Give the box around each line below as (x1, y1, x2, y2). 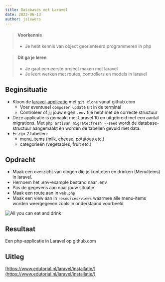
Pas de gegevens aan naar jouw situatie (12, 185, 95, 191)
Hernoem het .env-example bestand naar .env (12, 179, 107, 185)
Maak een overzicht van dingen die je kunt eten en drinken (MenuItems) (12, 169, 161, 175)
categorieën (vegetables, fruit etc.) (19, 141, 92, 147)
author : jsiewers (5, 16, 41, 21)
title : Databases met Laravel (5, 7, 68, 12)
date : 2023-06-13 (5, 12, 41, 17)
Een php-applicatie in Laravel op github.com (5, 238, 96, 244)
